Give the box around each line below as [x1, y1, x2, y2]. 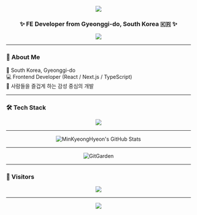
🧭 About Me [6, 53, 40, 61]
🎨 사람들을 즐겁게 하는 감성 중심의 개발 [6, 82, 94, 90]
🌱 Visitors [6, 173, 35, 181]
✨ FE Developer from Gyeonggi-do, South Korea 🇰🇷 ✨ [19, 19, 178, 28]
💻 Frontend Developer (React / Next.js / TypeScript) [6, 73, 133, 80]
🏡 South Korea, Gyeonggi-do [6, 67, 76, 74]
